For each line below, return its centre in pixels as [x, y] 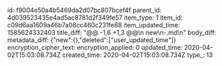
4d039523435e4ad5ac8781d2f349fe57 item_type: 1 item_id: [95, 18]
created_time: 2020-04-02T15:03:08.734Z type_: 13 [138, 55]
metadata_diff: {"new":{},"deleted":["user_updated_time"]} [92, 40]
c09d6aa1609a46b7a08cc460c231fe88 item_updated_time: [94, 25]
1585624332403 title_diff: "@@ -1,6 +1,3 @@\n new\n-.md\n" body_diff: [112, 32]
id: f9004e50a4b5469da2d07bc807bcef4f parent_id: [84, 10]
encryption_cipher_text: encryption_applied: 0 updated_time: [95, 47]
